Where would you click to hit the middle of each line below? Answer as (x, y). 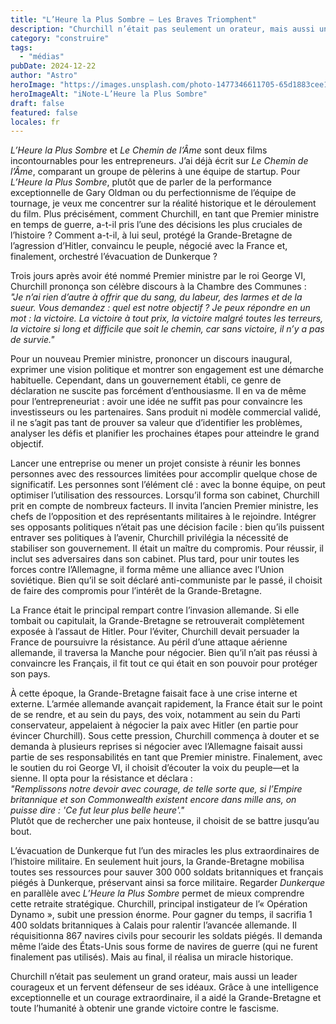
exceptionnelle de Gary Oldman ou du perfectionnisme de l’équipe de (153, 193)
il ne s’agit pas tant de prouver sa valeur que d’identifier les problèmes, (156, 423)
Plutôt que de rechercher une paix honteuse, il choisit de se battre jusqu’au (165, 821)
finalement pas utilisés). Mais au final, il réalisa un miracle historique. (152, 957)
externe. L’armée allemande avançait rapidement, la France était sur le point (166, 704)
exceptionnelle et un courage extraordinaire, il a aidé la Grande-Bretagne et (166, 998)
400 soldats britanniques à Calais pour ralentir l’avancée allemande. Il (153, 925)
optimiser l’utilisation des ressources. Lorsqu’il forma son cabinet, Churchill (165, 495)
